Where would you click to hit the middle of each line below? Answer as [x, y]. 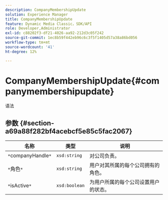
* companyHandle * [29, 155]
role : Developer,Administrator [38, 28]
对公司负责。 [104, 156]
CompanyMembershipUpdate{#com [82, 81]
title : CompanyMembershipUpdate [39, 19]
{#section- [37, 123]
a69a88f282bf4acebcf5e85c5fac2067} [69, 131]
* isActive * [19, 185]
